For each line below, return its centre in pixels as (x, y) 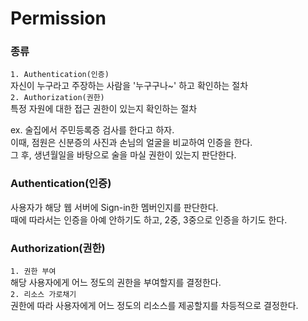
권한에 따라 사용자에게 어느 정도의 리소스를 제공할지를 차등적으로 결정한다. (154, 306)
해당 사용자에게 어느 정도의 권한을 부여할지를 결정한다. (116, 283)
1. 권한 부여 (33, 272)
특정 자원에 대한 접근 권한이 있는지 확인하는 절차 (104, 109)
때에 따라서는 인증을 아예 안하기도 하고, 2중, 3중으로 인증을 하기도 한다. (149, 219)
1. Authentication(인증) (60, 75)
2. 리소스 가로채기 (43, 295)
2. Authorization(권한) (57, 98)
